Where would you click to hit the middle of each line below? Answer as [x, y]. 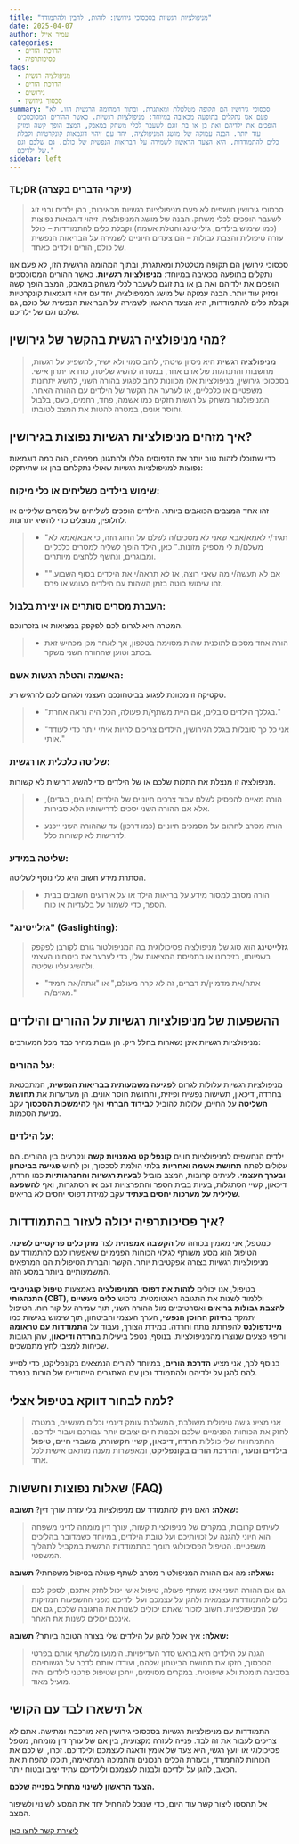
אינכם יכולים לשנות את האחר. [81, 1619]
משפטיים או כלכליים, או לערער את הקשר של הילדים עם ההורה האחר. [146, 390]
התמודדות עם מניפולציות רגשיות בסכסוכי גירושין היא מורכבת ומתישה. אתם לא [139, 1731]
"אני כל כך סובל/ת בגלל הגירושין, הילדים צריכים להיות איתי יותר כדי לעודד [166, 729]
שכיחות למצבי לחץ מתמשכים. [59, 1346]
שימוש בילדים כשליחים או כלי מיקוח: [85, 491]
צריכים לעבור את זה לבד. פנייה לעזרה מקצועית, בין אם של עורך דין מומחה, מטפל [143, 1740]
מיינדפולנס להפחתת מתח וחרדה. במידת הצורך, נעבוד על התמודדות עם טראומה [146, 1327]
